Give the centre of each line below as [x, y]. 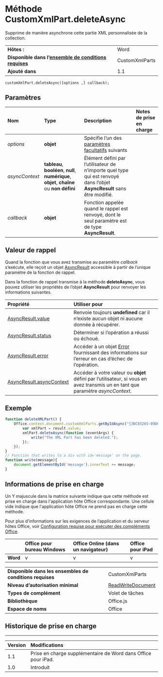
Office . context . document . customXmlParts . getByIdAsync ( [70, 424]
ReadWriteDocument [132, 585]
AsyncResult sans [105, 188]
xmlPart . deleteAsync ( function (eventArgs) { [68, 433]
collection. [16, 38]
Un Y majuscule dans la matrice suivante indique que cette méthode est [77, 496]
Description [98, 120]
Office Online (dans [96, 543]
